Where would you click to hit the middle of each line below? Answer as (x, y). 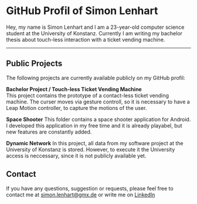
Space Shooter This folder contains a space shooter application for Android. (98, 119)
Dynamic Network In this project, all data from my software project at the (95, 143)
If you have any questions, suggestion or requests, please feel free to (90, 188)
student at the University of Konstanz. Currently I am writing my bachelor (94, 33)
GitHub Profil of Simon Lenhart (82, 11)
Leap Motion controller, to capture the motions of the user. (77, 108)
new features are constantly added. (49, 132)
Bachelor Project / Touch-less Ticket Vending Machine (74, 89)
